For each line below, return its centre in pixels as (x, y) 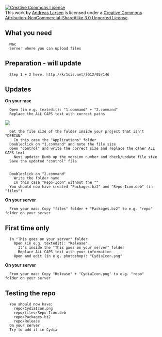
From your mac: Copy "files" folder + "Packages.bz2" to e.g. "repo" (81, 209)
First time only (27, 228)
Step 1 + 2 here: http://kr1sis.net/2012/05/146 (59, 74)
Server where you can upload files (45, 48)
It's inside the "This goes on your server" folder (71, 248)
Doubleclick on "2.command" (38, 174)
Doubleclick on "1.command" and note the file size (63, 144)
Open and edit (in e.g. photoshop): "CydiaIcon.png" (68, 256)
